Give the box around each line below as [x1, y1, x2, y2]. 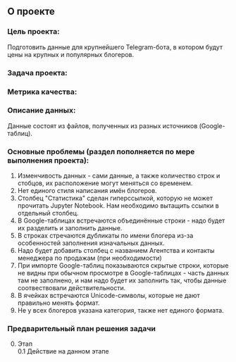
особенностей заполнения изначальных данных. [17, 239, 165, 247]
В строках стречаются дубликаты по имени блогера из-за [17, 232, 194, 240]
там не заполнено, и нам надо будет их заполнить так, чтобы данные [17, 276, 227, 285]
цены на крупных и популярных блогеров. [7, 50, 135, 58]
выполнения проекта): [7, 155, 89, 165]
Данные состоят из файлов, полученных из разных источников [7, 121, 198, 130]
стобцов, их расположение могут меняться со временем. [17, 179, 193, 187]
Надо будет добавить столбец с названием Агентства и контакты [17, 246, 215, 255]
